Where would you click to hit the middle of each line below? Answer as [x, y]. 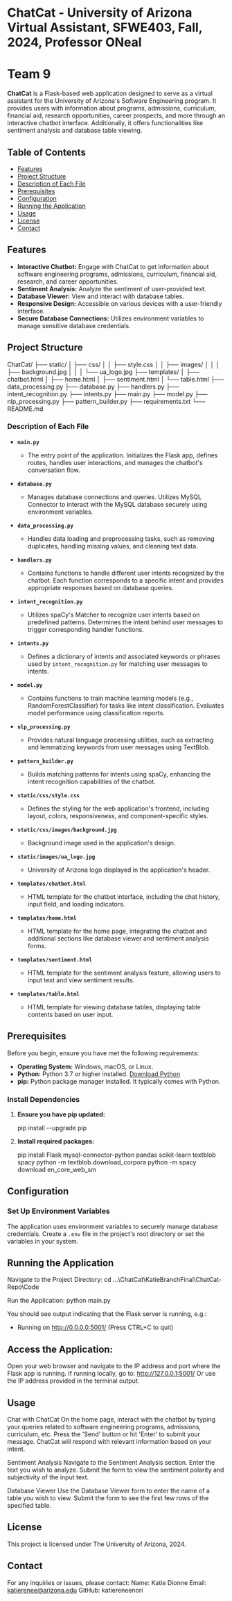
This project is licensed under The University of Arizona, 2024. [97, 1544]
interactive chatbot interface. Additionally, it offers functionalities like [105, 123]
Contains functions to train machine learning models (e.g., [110, 698]
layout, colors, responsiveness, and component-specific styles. [118, 815]
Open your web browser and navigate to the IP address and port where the [114, 1366]
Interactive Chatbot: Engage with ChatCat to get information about [113, 266]
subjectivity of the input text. [48, 1477]
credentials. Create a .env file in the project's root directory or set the [106, 1234]
